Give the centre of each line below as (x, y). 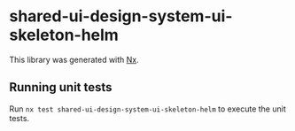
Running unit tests (61, 87)
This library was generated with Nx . (74, 59)
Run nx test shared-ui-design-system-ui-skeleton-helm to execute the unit (147, 109)
